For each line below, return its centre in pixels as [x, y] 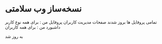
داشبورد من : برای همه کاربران [33, 27]
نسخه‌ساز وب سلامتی [43, 9]
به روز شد [14, 36]
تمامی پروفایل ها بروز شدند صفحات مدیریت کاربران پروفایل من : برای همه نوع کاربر [81, 22]
